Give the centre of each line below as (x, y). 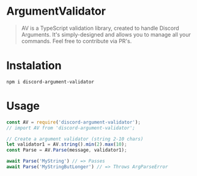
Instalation (34, 66)
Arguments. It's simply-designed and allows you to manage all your (106, 34)
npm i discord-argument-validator (50, 82)
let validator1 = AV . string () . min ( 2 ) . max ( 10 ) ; (67, 144)
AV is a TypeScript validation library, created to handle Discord (100, 28)
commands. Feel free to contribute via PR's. (76, 41)
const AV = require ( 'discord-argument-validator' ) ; (73, 122)
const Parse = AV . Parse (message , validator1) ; (67, 150)
